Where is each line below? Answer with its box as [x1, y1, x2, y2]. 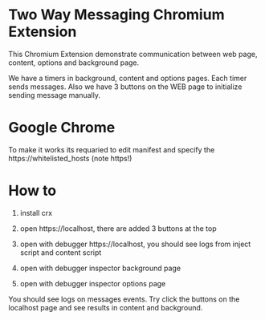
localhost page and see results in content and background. [8, 302, 203, 312]
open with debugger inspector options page [19, 278, 166, 288]
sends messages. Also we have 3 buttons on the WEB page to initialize [8, 82, 243, 91]
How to [8, 182, 57, 200]
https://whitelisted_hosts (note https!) [8, 153, 132, 163]
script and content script [19, 247, 102, 257]
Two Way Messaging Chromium [8, 6, 225, 24]
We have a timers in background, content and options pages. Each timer [8, 73, 247, 83]
